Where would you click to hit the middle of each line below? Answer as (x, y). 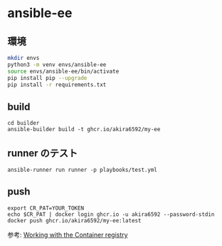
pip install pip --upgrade (47, 78)
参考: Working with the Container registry (68, 235)
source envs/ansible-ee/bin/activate (63, 71)
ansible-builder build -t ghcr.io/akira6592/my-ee (84, 130)
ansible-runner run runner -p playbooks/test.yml (83, 170)
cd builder (23, 123)
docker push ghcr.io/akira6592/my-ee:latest (74, 220)
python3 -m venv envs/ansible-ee (57, 65)
